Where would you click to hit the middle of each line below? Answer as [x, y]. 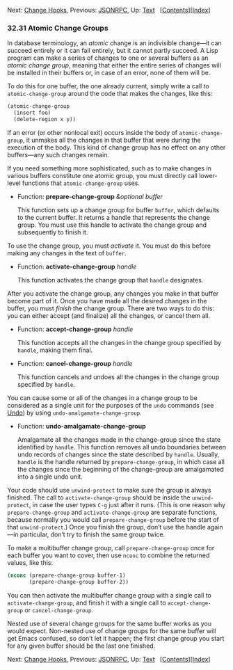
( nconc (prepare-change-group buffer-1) [67, 575]
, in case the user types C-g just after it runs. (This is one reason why [127, 504]
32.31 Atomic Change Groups [58, 28]
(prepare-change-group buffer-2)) [79, 582]
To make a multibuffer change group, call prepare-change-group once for [111, 548]
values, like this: [30, 562]
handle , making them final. [55, 350]
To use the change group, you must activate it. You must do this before [109, 246]
